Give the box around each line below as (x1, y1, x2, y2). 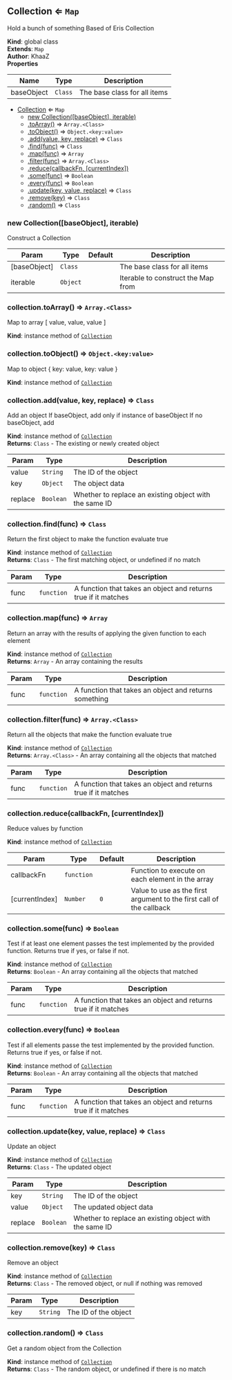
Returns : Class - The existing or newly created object (7, 439, 160, 447)
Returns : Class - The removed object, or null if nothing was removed (7, 1280, 202, 1288)
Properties (7, 59, 39, 68)
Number (64, 896, 86, 903)
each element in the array (130, 875, 214, 884)
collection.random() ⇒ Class (7, 1328, 104, 1338)
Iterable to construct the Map (119, 273, 214, 283)
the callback (130, 903, 171, 913)
